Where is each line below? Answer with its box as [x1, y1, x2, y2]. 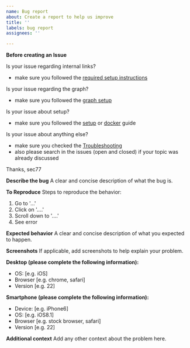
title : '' [6, 19, 30, 25]
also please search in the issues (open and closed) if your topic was [14, 149, 178, 156]
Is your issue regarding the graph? [6, 85, 89, 92]
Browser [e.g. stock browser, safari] [14, 318, 101, 325]
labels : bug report [6, 25, 54, 31]
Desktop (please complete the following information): [6, 259, 139, 266]
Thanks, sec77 [6, 166, 42, 173]
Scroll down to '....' [14, 212, 60, 219]
